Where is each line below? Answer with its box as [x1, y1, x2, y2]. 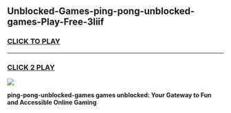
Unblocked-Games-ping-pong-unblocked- [7, 5, 195, 17]
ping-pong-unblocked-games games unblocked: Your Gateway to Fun [7, 90, 212, 99]
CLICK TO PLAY [7, 37, 60, 47]
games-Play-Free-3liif [7, 16, 104, 28]
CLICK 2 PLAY [7, 62, 55, 72]
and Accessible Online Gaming [7, 98, 97, 106]
